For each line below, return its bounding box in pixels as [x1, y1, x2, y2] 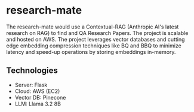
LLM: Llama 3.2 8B [14, 100, 61, 107]
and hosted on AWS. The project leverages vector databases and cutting [6, 36, 185, 43]
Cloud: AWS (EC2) [14, 87, 60, 95]
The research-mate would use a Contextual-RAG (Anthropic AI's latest [6, 23, 179, 30]
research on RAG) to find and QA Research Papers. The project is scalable [6, 29, 189, 36]
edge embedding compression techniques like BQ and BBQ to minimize [6, 42, 182, 49]
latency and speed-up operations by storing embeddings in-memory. [6, 48, 176, 55]
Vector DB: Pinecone [14, 94, 66, 101]
